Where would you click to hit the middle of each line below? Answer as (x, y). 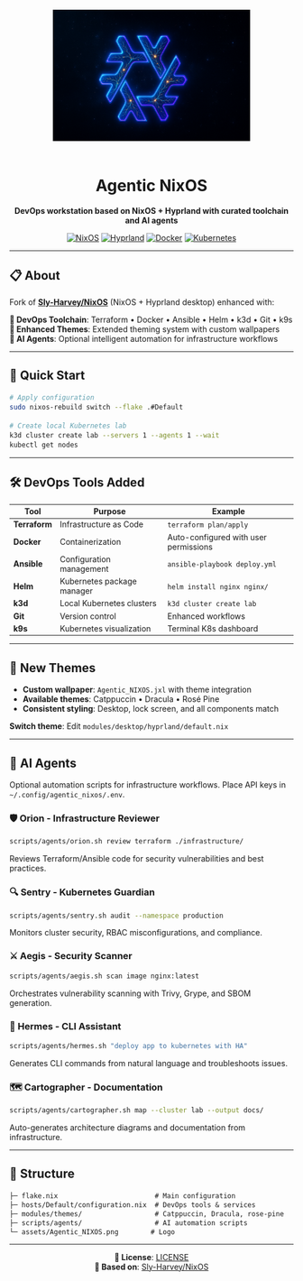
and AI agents (151, 221)
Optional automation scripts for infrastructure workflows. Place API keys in (148, 785)
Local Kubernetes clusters (108, 604)
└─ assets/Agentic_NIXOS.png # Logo (92, 1232)
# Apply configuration (52, 397)
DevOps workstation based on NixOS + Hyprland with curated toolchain (151, 211)
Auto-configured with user (217, 537)
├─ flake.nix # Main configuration (123, 1196)
